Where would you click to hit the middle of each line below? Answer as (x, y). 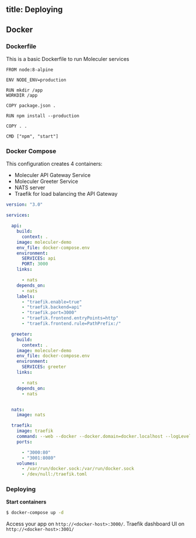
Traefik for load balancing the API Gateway (66, 194)
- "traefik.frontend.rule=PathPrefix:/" (71, 324)
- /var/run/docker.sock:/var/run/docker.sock (78, 469)
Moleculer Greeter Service (46, 182)
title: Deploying (34, 10)
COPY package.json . (31, 106)
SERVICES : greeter (44, 367)
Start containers (26, 502)
